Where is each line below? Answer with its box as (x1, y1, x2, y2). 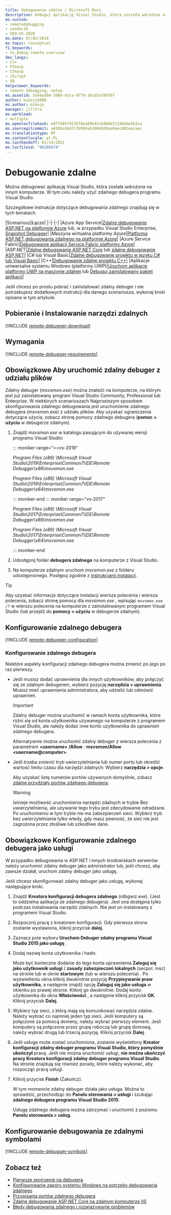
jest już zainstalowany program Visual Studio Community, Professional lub (5, 393, 161, 399)
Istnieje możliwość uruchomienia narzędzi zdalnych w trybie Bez (12, 799, 149, 805)
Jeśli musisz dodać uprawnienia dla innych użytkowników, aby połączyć (12, 676, 164, 683)
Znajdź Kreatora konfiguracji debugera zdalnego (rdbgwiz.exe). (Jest (12, 894, 161, 900)
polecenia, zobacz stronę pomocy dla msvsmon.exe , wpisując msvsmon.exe (5, 598, 163, 604)
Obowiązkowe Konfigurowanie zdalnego (5, 836, 136, 845)
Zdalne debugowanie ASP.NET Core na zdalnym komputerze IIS (12, 1198, 147, 1204)
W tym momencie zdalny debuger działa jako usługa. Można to (12, 1086, 145, 1092)
